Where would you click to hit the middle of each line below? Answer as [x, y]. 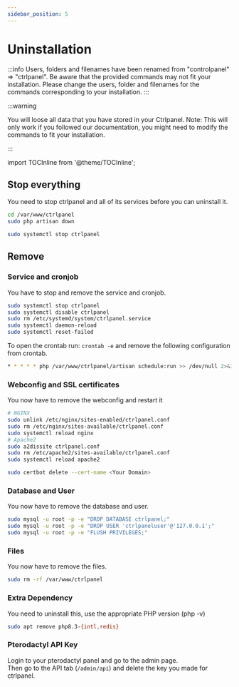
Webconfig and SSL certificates [63, 385]
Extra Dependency [40, 598]
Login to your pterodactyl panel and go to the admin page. [93, 660]
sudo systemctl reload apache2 [54, 460]
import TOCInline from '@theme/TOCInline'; [71, 162]
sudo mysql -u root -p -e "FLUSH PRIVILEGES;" [78, 533]
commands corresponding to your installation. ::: [78, 92]
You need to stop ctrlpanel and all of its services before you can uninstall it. [118, 202]
